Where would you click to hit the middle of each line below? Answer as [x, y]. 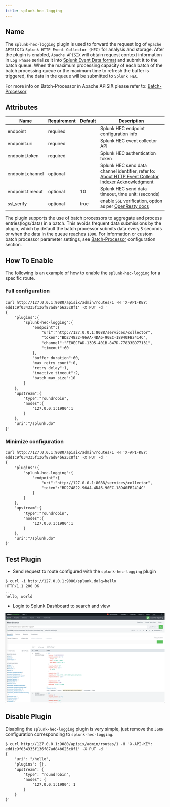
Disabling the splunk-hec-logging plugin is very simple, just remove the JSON [84, 729]
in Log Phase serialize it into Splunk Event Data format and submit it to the [81, 60]
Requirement [62, 121]
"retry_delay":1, [51, 368]
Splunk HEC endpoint [123, 128]
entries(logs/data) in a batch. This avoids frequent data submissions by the [83, 223]
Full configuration [27, 291]
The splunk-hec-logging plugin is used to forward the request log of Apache [83, 44]
